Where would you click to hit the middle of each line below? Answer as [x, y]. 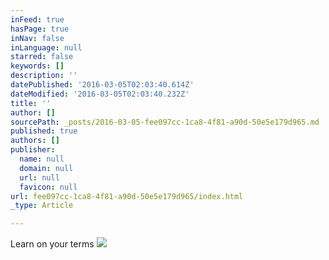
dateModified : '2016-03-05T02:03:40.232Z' [100, 94]
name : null [42, 159]
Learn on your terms [52, 244]
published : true [44, 131]
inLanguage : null [46, 47]
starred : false [42, 57]
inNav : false [37, 38]
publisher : [33, 150]
